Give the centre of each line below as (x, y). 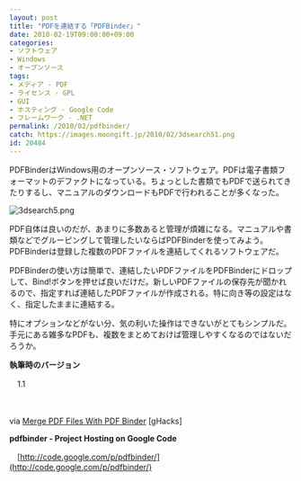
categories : (31, 43)
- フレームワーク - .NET (51, 118)
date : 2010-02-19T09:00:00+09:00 (72, 34)
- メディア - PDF (39, 85)
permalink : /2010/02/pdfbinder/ (70, 127)
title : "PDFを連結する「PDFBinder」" (75, 26)
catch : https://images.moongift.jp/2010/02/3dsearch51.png (122, 135)
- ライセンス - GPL (42, 93)
